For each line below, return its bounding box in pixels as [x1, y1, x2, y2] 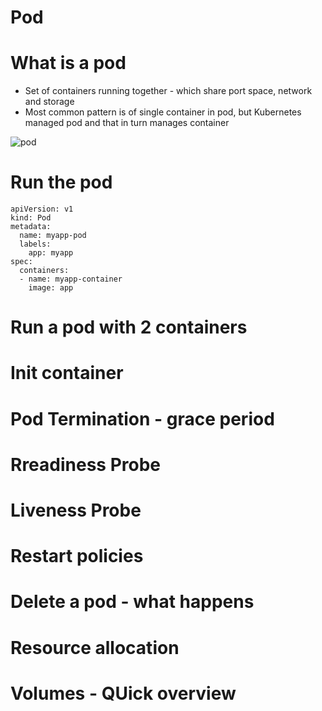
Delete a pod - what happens [10, 591, 255, 613]
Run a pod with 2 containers [10, 316, 248, 339]
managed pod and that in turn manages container [24, 117, 230, 129]
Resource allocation [10, 636, 180, 659]
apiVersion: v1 [10, 204, 74, 215]
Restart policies [10, 545, 144, 568]
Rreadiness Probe [10, 453, 162, 476]
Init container [10, 362, 124, 385]
